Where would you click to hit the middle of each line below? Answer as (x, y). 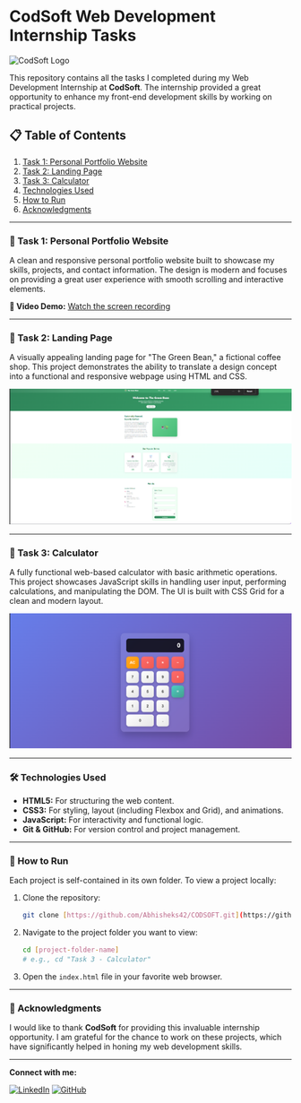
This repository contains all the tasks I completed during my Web (129, 77)
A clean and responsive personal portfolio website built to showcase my (142, 261)
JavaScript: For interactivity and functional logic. (113, 819)
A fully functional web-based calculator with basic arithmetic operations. (143, 573)
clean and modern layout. (56, 601)
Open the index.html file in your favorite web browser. (122, 976)
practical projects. (43, 106)
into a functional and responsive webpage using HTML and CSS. (129, 376)
